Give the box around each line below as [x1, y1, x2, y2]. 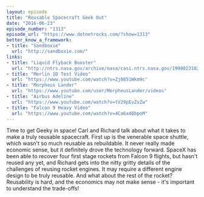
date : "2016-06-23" [6, 20, 56, 26]
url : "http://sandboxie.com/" [12, 48, 88, 55]
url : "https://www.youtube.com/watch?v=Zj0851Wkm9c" [12, 76, 148, 82]
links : [6, 54, 23, 60]
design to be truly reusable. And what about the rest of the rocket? [6, 172, 173, 179]
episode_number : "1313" [6, 25, 67, 32]
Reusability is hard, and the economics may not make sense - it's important [6, 178, 195, 185]
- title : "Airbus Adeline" [6, 93, 75, 99]
